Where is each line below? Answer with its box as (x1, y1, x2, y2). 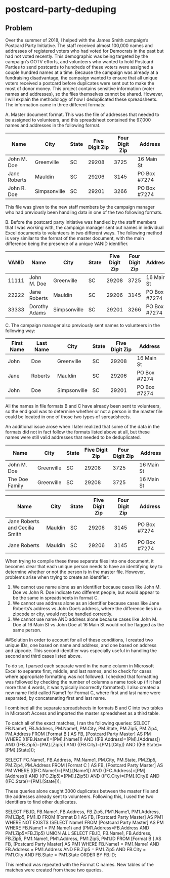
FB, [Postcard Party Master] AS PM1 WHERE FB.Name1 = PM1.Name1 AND (5, 841, 159, 847)
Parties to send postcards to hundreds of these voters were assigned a (5, 64, 153, 70)
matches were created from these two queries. (5, 867, 103, 873)
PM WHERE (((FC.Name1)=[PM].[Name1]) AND (5, 768, 102, 773)
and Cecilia (8, 524, 34, 531)
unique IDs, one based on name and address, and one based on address (5, 642, 157, 648)
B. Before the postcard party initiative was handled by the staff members (5, 219, 157, 225)
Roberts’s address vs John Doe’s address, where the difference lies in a (12, 606, 162, 611)
